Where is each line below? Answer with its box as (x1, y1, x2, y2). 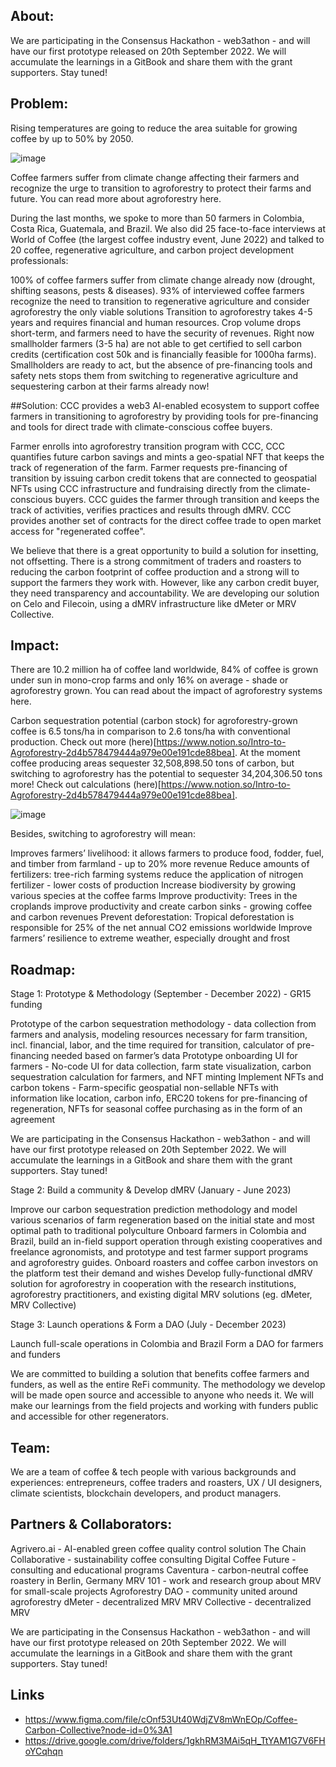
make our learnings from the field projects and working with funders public (10, 1400, 319, 1412)
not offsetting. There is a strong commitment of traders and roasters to (10, 555, 302, 567)
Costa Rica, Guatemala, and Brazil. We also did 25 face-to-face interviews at (10, 222, 326, 234)
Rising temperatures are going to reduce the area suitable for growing (10, 122, 298, 134)
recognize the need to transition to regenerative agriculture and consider (10, 295, 310, 307)
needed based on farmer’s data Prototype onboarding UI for (51, 1050, 298, 1062)
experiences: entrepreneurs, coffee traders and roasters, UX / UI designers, (10, 1477, 323, 1489)
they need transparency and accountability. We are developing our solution (10, 587, 320, 599)
